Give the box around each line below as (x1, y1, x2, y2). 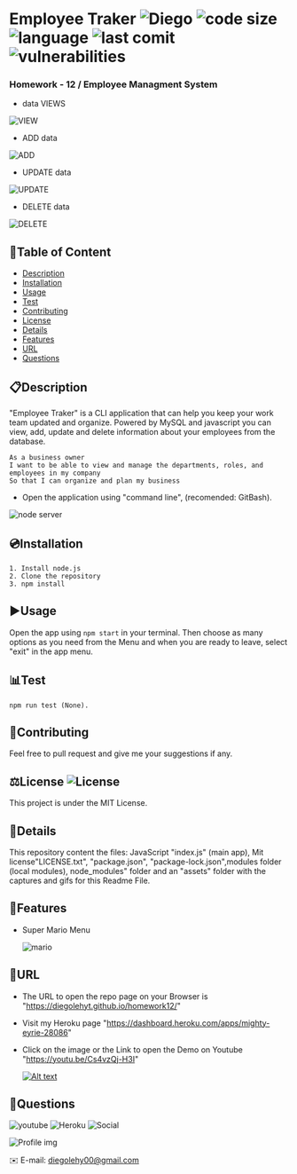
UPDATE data (21, 167, 72, 177)
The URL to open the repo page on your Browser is (21, 990, 208, 1002)
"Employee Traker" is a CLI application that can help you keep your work (9, 408, 274, 419)
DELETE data (21, 201, 70, 212)
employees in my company (9, 469, 101, 478)
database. (9, 436, 46, 447)
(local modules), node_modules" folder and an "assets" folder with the (9, 865, 266, 876)
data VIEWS (21, 98, 66, 109)
